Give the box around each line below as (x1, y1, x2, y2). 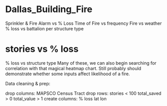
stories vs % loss (5, 43, 79, 55)
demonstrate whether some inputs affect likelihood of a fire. (5, 71, 130, 77)
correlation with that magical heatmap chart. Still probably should (5, 65, 142, 71)
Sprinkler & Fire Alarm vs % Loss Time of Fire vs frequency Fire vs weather (5, 20, 162, 26)
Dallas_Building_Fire (5, 4, 93, 15)
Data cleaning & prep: (5, 80, 51, 86)
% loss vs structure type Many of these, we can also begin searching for (5, 60, 157, 66)
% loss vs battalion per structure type (5, 25, 84, 31)
